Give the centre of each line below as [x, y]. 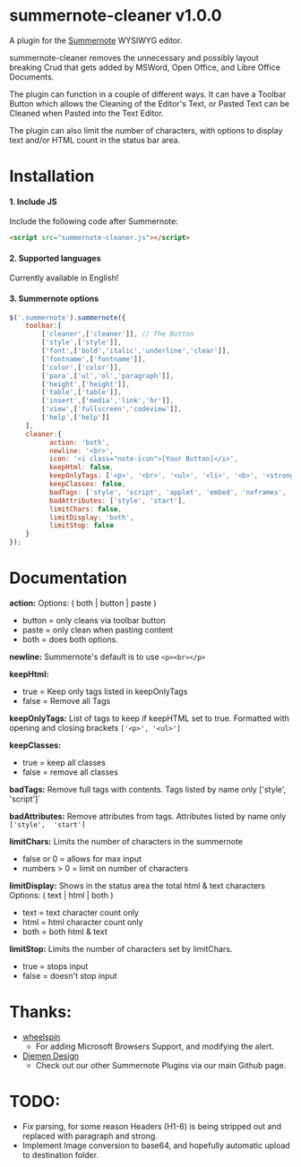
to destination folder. [60, 1154]
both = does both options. [70, 639]
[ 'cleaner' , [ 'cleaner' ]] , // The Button [118, 334]
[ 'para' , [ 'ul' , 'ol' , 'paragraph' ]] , [108, 376]
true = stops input [55, 966]
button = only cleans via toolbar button [94, 621]
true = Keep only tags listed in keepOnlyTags [105, 691]
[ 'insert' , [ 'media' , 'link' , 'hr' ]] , [108, 401]
